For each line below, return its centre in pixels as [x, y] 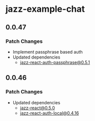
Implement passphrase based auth [47, 52]
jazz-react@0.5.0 [37, 108]
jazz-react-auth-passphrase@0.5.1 [55, 62]
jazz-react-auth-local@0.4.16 [49, 113]
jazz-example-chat [45, 9]
